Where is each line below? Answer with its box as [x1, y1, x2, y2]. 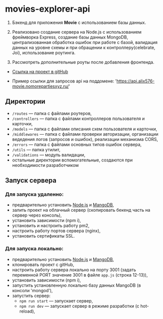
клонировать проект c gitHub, [12, 261, 74, 267]
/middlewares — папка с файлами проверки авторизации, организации [12, 131, 159, 137]
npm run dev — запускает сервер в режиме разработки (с [19, 303, 140, 309]
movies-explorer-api [5, 3, 91, 15]
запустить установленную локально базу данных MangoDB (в [12, 282, 141, 288]
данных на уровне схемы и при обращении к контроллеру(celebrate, [12, 44, 156, 50]
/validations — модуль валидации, [12, 152, 86, 158]
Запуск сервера [5, 177, 57, 185]
